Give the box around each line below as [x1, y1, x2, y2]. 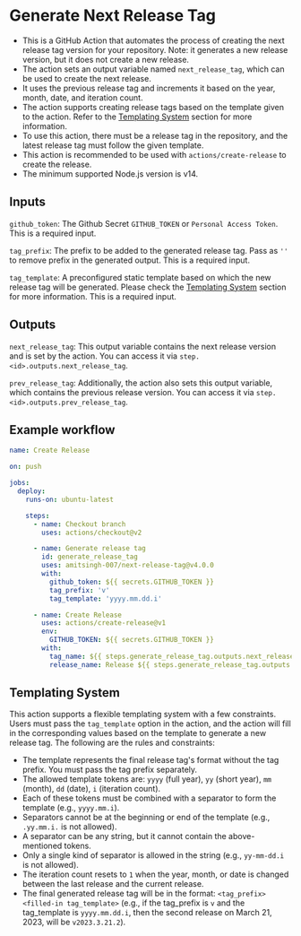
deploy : [17, 487, 47, 496]
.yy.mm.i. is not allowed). [21, 821, 117, 832]
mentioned [21, 840, 63, 852]
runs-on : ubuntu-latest [25, 495, 115, 504]
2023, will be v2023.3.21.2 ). [21, 916, 126, 928]
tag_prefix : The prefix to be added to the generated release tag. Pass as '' [9, 245, 288, 256]
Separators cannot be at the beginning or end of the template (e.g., [21, 812, 271, 823]
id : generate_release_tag [41, 552, 139, 561]
